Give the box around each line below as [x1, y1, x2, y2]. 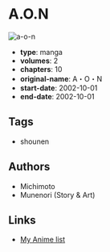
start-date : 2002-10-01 [19, 82, 98, 93]
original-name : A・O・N [19, 73, 103, 83]
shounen [19, 136, 50, 146]
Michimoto [19, 181, 55, 191]
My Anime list [19, 235, 66, 245]
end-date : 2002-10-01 [19, 91, 95, 101]
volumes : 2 [19, 56, 59, 65]
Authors [8, 160, 51, 174]
